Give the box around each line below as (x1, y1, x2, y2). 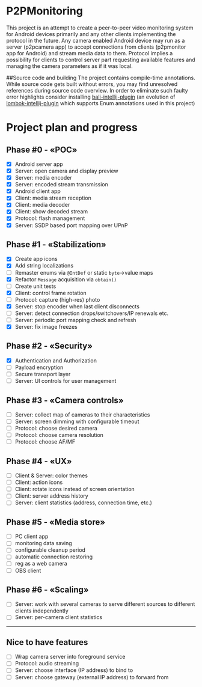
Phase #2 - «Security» (6, 341, 93, 351)
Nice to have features (6, 637, 88, 647)
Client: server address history (14, 492, 88, 499)
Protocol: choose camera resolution (14, 432, 104, 439)
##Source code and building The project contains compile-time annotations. (6, 74, 195, 81)
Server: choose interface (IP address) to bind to (14, 667, 133, 674)
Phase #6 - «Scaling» (6, 584, 89, 594)
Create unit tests (14, 282, 57, 290)
